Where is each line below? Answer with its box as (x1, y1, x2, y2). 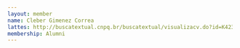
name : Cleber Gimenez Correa (7, 17, 94, 24)
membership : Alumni (7, 30, 66, 37)
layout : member (7, 10, 53, 18)
